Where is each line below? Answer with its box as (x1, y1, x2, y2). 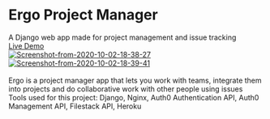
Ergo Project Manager (8, 6, 158, 24)
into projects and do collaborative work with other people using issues (8, 83, 243, 94)
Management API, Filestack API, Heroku (8, 101, 142, 111)
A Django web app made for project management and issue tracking (8, 32, 237, 42)
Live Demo (8, 40, 45, 50)
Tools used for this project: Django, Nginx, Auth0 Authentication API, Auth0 (8, 92, 259, 102)
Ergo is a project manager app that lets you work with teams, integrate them (8, 75, 262, 85)
